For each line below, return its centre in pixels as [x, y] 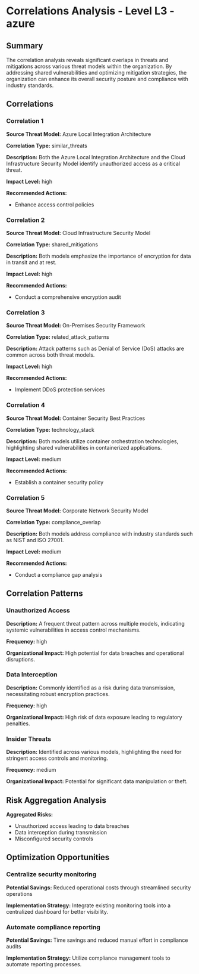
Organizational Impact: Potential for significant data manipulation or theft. [97, 781]
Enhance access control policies [54, 205]
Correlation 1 [25, 121]
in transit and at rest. [31, 262]
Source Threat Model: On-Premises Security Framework [76, 326]
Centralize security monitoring [51, 874]
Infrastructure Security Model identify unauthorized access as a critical [93, 163]
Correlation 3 [26, 313]
